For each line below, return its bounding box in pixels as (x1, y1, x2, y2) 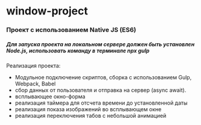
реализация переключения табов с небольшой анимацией (14, 112, 167, 120)
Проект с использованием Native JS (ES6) (6, 26, 137, 34)
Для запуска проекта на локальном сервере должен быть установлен (6, 40, 195, 47)
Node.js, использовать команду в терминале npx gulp (6, 47, 150, 54)
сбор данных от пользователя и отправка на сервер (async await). (14, 87, 187, 94)
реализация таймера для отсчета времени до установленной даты (14, 99, 188, 106)
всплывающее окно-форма (14, 93, 85, 100)
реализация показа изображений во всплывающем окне (14, 106, 162, 113)
